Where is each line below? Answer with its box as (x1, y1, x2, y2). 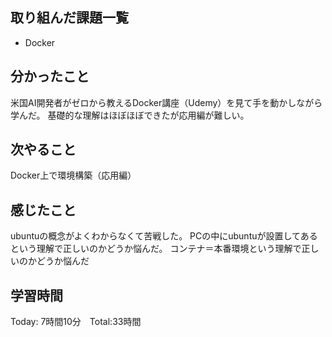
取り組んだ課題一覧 (10, 9, 129, 27)
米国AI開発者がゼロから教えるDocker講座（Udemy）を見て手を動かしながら (10, 96, 323, 108)
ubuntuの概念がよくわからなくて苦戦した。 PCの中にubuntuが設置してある (10, 230, 318, 242)
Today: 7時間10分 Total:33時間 (10, 316, 142, 328)
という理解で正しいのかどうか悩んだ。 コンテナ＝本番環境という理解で (10, 243, 302, 255)
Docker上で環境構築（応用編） (10, 169, 137, 182)
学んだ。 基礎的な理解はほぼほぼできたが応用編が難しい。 (10, 109, 250, 121)
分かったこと (10, 68, 90, 85)
